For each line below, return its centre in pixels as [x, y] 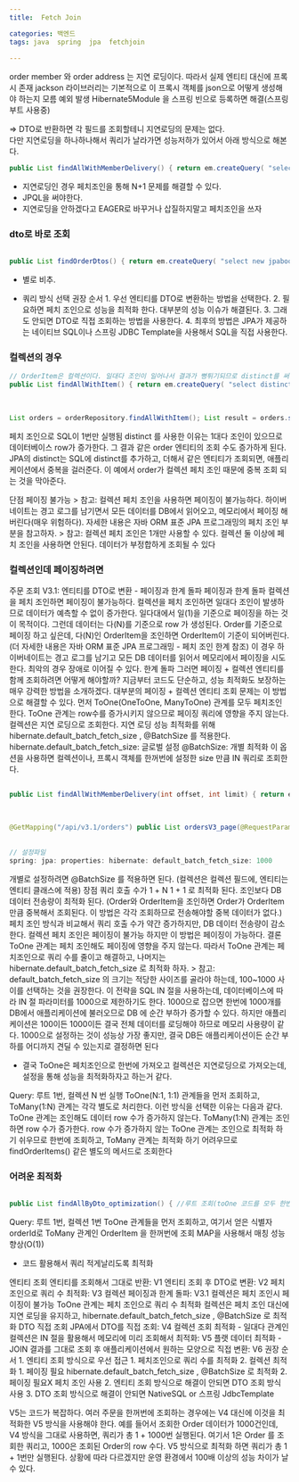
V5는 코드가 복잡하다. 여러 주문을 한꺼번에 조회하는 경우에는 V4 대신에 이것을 [142, 1412]
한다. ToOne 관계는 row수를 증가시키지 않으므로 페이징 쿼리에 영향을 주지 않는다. [149, 714]
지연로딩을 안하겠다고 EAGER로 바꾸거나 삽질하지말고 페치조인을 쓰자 [142, 209]
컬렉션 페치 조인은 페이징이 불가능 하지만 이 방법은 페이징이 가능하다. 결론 [155, 934]
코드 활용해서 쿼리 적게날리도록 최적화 [88, 1263]
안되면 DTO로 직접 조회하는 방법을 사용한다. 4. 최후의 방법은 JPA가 [148, 321]
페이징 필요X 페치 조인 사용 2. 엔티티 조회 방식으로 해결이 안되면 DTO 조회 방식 [145, 1382]
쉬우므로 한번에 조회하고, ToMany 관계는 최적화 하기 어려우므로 [128, 1139]
